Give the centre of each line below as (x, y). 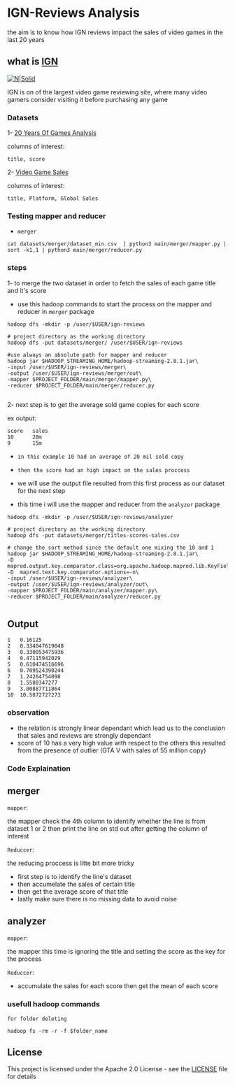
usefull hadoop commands (54, 1004)
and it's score (27, 290)
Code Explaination (39, 769)
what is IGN (33, 62)
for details (22, 1077)
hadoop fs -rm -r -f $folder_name (58, 1031)
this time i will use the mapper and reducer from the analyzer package (119, 504)
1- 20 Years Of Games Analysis (52, 133)
